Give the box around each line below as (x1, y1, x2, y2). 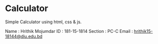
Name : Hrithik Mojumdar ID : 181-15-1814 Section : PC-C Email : (5, 28, 133, 34)
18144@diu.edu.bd (5, 33, 43, 39)
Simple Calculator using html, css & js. (5, 19, 82, 25)
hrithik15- (134, 28, 153, 34)
